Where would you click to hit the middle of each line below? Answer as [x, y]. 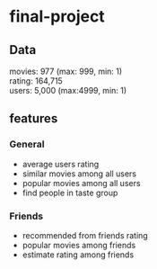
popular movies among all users [81, 183]
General [27, 144]
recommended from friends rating [85, 235]
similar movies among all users [79, 174]
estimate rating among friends [78, 255]
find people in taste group [70, 193]
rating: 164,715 [36, 81]
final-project [57, 17]
